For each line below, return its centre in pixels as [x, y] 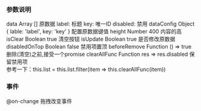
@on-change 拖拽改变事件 [39, 101]
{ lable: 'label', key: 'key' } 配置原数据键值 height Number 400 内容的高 [94, 32]
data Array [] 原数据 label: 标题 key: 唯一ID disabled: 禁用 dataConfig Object [100, 24]
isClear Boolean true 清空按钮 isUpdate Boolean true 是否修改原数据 [91, 39]
